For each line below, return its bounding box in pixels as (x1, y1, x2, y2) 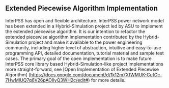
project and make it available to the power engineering (28, 39, 143, 45)
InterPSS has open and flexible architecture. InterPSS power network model (5, 17, 164, 23)
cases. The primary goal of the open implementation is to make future (5, 55, 152, 62)
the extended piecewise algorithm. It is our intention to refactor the (5, 28, 146, 35)
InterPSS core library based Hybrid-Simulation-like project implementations (5, 61, 164, 67)
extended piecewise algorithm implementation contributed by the (5, 34, 143, 40)
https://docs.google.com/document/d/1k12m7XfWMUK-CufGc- (30, 71, 162, 78)
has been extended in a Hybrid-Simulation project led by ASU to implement (5, 23, 163, 29)
